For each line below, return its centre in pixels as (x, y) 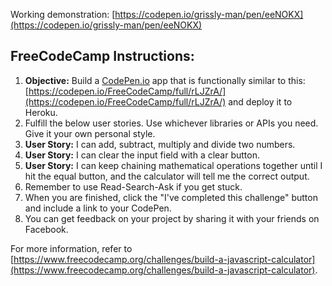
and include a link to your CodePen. (98, 208)
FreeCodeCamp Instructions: (102, 56)
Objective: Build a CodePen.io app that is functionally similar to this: (165, 80)
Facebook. (46, 229)
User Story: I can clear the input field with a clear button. (142, 155)
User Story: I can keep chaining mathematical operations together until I (173, 165)
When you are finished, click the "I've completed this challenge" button (171, 197)
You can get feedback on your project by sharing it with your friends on (172, 218)
